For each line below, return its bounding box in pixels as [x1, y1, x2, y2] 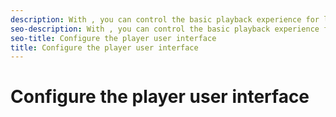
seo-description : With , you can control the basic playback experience [10, 24, 320, 34]
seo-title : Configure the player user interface [10, 33, 217, 43]
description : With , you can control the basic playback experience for [10, 14, 320, 25]
